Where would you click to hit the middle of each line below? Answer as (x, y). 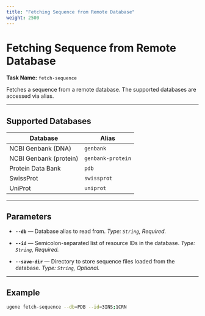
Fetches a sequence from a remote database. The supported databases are (101, 90)
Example (23, 293)
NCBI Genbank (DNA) (41, 149)
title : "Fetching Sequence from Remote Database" (71, 12)
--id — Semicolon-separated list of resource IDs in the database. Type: (105, 243)
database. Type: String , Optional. (57, 268)
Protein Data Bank (35, 169)
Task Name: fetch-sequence (42, 78)
